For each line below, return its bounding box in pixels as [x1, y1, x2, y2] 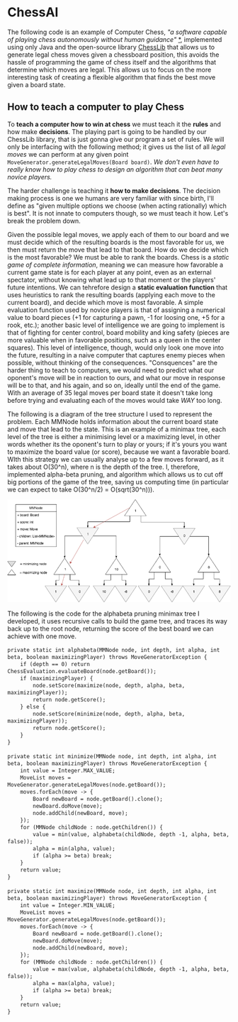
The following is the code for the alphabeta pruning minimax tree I [7, 609, 200, 618]
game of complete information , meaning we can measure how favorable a [7, 260, 224, 269]
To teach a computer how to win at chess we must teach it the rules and [7, 120, 222, 128]
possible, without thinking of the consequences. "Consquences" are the [7, 358, 218, 367]
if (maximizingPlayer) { [20, 675, 93, 682]
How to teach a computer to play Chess [7, 101, 184, 113]
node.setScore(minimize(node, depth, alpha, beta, [33, 711, 186, 718]
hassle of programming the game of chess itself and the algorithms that [7, 57, 217, 66]
